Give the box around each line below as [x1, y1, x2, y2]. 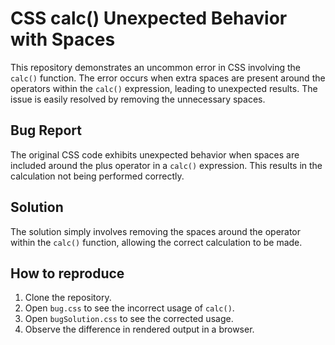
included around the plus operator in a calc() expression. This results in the [10, 159, 323, 171]
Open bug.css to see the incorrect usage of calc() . [24, 302, 235, 314]
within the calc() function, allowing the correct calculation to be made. [10, 236, 303, 248]
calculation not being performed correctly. [10, 170, 185, 182]
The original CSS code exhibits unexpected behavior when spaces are [10, 148, 300, 161]
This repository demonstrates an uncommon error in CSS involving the [10, 61, 301, 73]
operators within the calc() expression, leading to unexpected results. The [10, 82, 318, 94]
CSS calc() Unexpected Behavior [10, 7, 288, 30]
